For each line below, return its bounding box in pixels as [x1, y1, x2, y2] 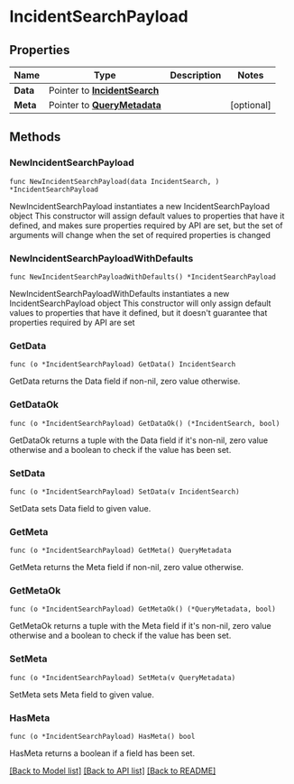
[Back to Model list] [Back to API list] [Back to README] [9, 765, 216, 777]
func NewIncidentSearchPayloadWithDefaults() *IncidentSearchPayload [9, 272, 277, 281]
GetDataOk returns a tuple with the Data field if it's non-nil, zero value [9, 435, 269, 446]
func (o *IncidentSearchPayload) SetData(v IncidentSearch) [9, 487, 241, 496]
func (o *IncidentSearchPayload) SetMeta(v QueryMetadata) [9, 673, 236, 682]
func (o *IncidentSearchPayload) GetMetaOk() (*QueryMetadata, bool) [9, 604, 277, 614]
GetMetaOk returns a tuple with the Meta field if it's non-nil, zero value [9, 621, 272, 632]
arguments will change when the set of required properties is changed [9, 229, 271, 240]
